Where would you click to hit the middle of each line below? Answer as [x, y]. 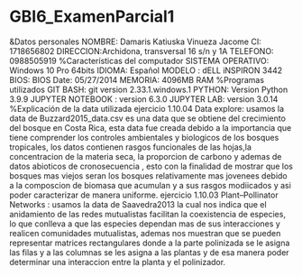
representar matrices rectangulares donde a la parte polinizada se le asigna [150, 243]
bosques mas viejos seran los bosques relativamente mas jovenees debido [149, 175]
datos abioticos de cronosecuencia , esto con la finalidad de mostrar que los [151, 166]
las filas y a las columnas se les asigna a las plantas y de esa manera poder [150, 252]
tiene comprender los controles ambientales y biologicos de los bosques [144, 137]
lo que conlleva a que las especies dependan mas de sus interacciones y [145, 224]
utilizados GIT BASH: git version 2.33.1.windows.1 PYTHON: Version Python [149, 89]
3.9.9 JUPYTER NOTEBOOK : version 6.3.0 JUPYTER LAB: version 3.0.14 [144, 99]
